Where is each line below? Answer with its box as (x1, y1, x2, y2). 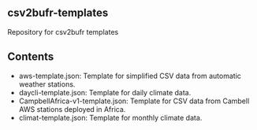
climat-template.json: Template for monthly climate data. (18, 113, 203, 122)
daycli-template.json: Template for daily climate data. (18, 87, 192, 97)
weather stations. (18, 79, 76, 89)
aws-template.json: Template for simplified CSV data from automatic (18, 71, 242, 80)
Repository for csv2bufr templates (7, 27, 119, 36)
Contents (7, 50, 54, 64)
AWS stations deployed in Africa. (18, 104, 126, 113)
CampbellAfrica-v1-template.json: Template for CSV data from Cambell (18, 96, 250, 106)
